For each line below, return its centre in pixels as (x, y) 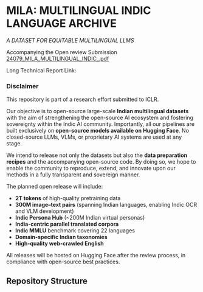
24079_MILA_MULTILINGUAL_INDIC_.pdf (58, 58)
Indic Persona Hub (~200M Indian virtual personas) (80, 218)
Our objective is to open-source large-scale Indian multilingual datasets (98, 111)
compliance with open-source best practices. (63, 262)
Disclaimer (22, 86)
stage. (14, 144)
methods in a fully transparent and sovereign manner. (73, 175)
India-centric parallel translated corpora (67, 224)
